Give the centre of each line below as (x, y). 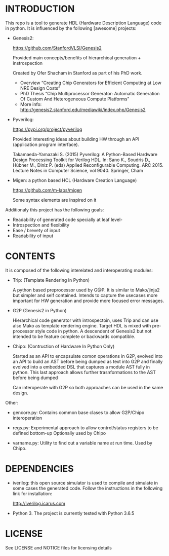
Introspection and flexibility (41, 225)
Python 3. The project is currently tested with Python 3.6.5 (73, 513)
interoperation (27, 418)
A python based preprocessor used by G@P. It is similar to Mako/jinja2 (86, 290)
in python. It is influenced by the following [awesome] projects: (71, 28)
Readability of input (33, 236)
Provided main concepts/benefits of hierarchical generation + (77, 58)
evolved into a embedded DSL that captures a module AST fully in (81, 367)
